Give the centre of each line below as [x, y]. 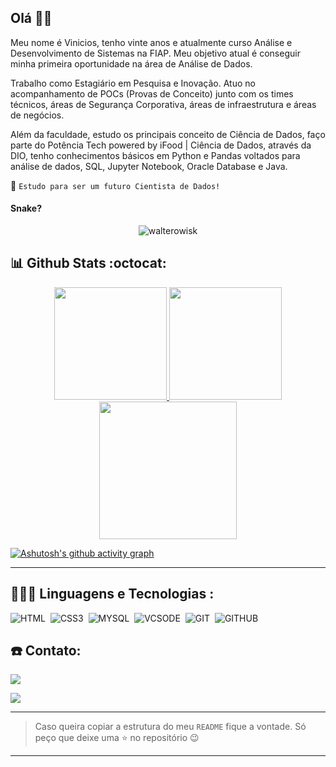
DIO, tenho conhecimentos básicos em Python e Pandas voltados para [155, 155]
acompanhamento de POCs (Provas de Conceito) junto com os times [152, 93]
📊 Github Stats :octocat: [88, 263]
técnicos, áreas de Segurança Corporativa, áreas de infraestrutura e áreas [163, 104]
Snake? [26, 208]
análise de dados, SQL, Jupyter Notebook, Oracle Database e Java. [149, 166]
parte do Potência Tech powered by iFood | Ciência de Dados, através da [161, 145]
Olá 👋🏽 [31, 18]
